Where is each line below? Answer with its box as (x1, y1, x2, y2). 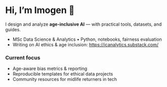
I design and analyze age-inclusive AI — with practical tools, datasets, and (5, 21, 162, 27)
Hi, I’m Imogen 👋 (5, 5, 75, 16)
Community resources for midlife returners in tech (12, 76, 117, 82)
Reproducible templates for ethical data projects (12, 71, 113, 77)
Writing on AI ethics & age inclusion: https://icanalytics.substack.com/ (12, 41, 159, 47)
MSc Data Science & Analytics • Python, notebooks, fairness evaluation (12, 36, 162, 42)
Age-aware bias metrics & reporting (12, 65, 88, 72)
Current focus (5, 54, 40, 61)
